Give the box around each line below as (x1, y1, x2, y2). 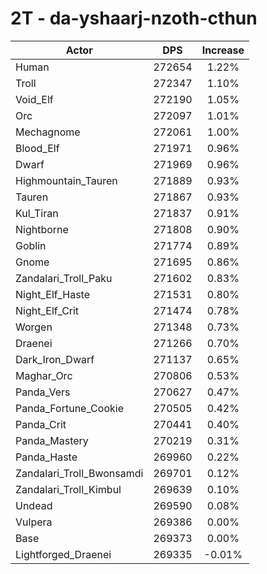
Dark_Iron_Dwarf (15, 352, 95, 366)
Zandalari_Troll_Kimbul (15, 482, 122, 496)
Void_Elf (15, 92, 54, 106)
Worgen (15, 320, 53, 334)
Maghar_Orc (15, 368, 73, 382)
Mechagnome (15, 125, 81, 139)
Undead (15, 498, 53, 512)
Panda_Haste (15, 450, 78, 464)
